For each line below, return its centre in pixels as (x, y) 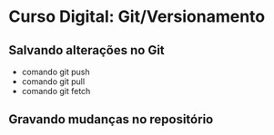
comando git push (56, 72)
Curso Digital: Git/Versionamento (137, 17)
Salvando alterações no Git (86, 50)
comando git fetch (56, 91)
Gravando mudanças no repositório (111, 120)
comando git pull (53, 82)
